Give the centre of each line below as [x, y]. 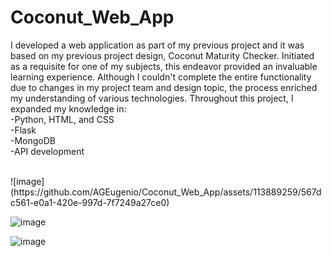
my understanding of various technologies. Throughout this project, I [152, 98]
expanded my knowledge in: [68, 108]
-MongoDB [33, 140]
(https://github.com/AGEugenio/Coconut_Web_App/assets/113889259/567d [166, 192]
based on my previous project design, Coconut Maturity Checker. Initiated [162, 55]
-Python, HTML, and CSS [62, 119]
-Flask [23, 130]
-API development [47, 151]
